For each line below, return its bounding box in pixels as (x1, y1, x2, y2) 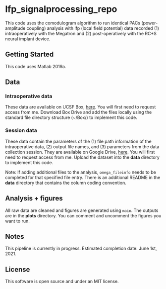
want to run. (5, 218, 30, 224)
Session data (5, 127, 37, 134)
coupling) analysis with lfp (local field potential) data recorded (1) (26, 25, 160, 31)
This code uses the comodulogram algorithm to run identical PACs (5, 20, 140, 26)
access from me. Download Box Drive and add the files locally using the (5, 109, 152, 115)
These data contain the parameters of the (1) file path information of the (5, 138, 152, 144)
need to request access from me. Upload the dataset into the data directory (5, 154, 160, 160)
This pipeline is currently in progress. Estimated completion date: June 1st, (5, 245, 157, 252)
